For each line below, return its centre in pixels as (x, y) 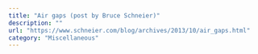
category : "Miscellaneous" (54, 38)
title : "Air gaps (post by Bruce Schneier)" (84, 15)
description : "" (35, 23)
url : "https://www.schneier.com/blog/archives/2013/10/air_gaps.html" (129, 30)
